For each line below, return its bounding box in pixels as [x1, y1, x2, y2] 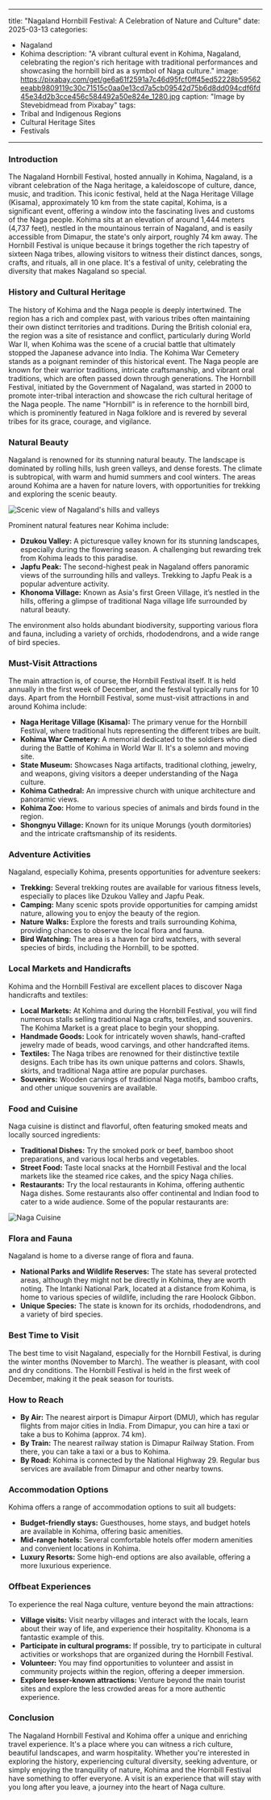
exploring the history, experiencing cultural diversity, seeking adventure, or [8, 1756, 258, 1766]
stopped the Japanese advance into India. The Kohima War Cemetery [8, 348, 240, 358]
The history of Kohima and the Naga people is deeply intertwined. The [8, 304, 242, 315]
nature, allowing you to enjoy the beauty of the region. [19, 909, 201, 919]
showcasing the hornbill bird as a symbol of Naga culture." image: [19, 66, 240, 75]
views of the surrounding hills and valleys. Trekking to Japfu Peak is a [19, 570, 252, 580]
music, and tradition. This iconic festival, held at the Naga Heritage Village [8, 189, 254, 199]
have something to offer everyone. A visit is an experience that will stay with [8, 1773, 261, 1783]
